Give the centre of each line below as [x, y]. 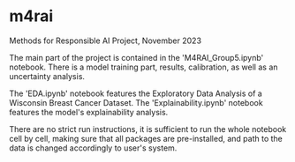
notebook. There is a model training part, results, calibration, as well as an [144, 67]
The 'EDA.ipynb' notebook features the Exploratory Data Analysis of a [136, 93]
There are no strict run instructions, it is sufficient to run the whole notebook [148, 129]
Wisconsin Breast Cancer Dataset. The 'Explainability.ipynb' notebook [136, 102]
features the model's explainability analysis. [89, 112]
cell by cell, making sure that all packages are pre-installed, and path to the [146, 138]
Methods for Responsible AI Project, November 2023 [105, 40]
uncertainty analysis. [47, 76]
